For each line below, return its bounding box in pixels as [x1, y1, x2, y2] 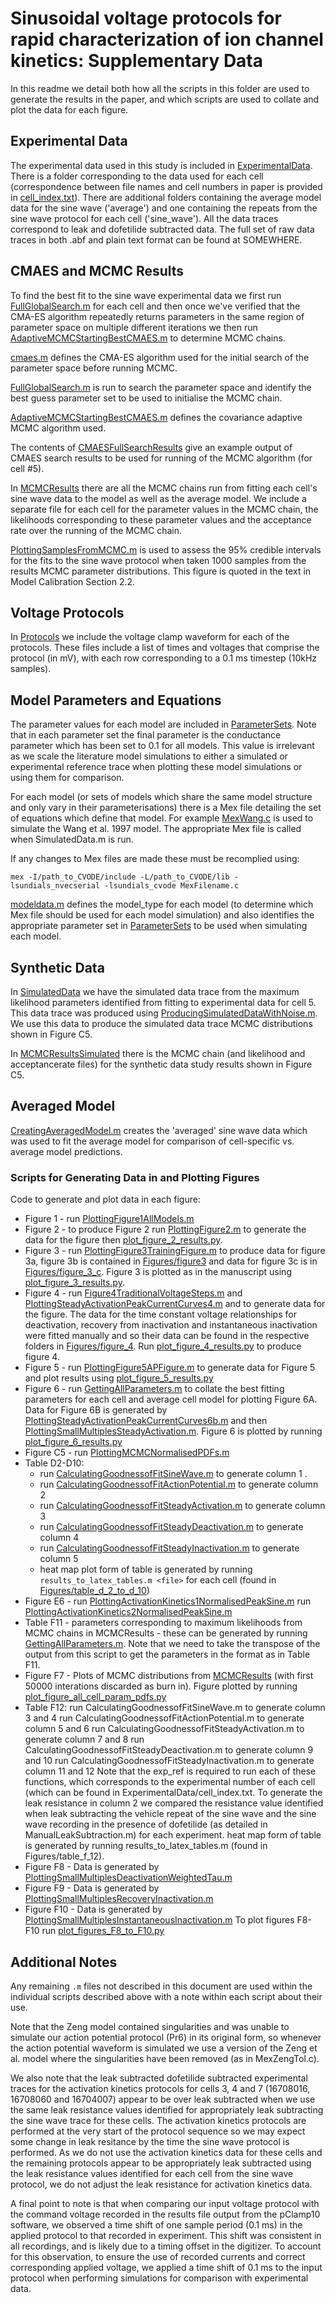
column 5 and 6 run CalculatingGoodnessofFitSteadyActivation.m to [24, 1723, 305, 1735]
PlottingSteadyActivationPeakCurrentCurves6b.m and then [24, 1415, 268, 1427]
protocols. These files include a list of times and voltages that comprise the [10, 642, 320, 654]
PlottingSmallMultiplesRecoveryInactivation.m [24, 1893, 214, 1905]
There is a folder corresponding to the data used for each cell [10, 170, 264, 182]
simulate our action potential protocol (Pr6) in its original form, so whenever [10, 2031, 322, 2043]
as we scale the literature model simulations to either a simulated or [10, 750, 288, 762]
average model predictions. [10, 1145, 123, 1157]
